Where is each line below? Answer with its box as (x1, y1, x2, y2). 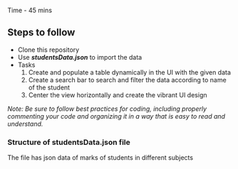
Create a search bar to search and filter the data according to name (28, 75, 227, 84)
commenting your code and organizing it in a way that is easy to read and (7, 111, 226, 120)
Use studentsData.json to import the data (17, 53, 143, 61)
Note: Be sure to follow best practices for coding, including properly (7, 104, 207, 113)
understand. (7, 119, 43, 128)
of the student (28, 83, 70, 92)
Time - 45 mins (7, 6, 52, 14)
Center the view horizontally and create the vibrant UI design (28, 90, 207, 99)
